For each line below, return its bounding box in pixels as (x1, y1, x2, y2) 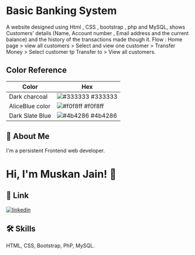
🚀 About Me (6, 132, 50, 142)
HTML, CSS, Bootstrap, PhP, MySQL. (6, 242, 95, 249)
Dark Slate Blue (9, 111, 52, 119)
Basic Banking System (6, 4, 117, 18)
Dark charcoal (9, 92, 48, 101)
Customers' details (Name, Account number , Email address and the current (6, 29, 189, 36)
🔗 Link (6, 191, 29, 201)
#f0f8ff (84, 102, 104, 110)
